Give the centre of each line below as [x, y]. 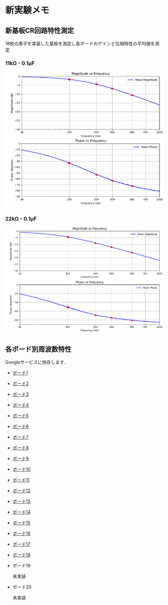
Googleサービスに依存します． [37, 362]
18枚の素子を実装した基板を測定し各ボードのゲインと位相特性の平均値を [80, 44]
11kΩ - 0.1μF [20, 63]
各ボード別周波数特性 [38, 349]
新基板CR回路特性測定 [40, 30]
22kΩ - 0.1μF [21, 219]
